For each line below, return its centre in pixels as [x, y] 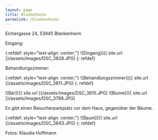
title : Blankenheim [26, 15]
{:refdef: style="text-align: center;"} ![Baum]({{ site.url [61, 118]
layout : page [19, 10]
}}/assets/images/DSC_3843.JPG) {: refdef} [50, 123]
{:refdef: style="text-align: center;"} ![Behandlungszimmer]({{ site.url [77, 78]
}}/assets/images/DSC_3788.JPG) [40, 98]
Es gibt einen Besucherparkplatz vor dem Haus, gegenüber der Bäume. [79, 108]
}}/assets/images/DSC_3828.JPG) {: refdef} [50, 58]
